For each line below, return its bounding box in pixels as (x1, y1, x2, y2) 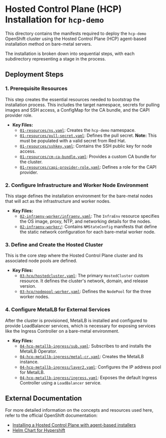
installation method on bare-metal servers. (5, 41, 92, 47)
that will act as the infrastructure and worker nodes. (5, 198, 111, 204)
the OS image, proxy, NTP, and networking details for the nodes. (19, 218, 152, 224)
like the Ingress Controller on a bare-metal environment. (5, 328, 120, 334)
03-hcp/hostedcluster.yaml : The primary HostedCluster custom (19, 273, 150, 279)
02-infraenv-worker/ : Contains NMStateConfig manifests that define (19, 223, 157, 229)
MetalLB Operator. (19, 348, 57, 354)
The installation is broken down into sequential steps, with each (5, 51, 135, 57)
